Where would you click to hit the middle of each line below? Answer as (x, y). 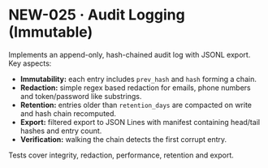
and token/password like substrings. (81, 96)
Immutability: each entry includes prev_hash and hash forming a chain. (138, 79)
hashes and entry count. (61, 131)
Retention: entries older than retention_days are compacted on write (136, 105)
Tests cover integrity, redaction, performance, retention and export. (121, 155)
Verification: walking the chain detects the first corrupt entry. (123, 139)
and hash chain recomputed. (68, 113)
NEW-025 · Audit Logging (97, 15)
